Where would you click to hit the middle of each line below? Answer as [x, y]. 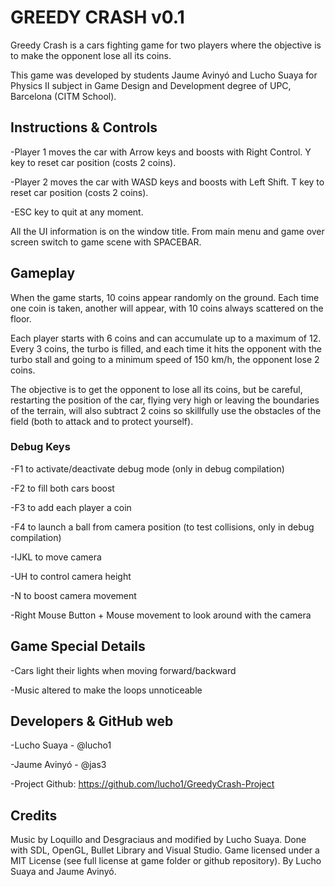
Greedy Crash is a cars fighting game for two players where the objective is [166, 45]
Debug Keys [40, 447]
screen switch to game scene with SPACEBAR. [106, 242]
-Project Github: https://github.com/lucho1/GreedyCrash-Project [142, 784]
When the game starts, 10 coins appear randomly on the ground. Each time [165, 297]
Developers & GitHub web [92, 721]
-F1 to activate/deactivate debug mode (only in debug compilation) [147, 468]
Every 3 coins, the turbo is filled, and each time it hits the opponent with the [166, 348]
